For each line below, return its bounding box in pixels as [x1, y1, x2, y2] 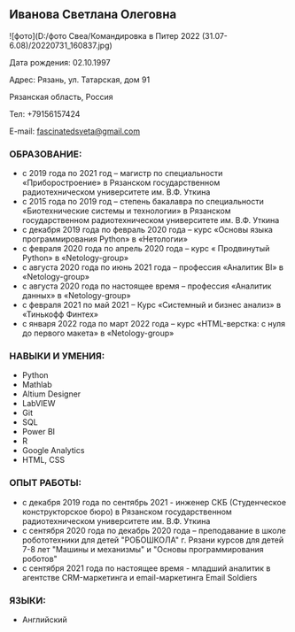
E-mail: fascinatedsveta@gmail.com [9, 126, 141, 136]
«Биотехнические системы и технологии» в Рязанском [21, 205, 231, 216]
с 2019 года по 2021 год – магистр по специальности [21, 168, 223, 179]
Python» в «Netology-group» [21, 252, 129, 264]
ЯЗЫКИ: [9, 594, 47, 606]
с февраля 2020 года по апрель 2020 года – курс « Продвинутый [21, 243, 270, 254]
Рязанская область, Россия [9, 91, 113, 102]
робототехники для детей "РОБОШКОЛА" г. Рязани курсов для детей [21, 535, 284, 545]
